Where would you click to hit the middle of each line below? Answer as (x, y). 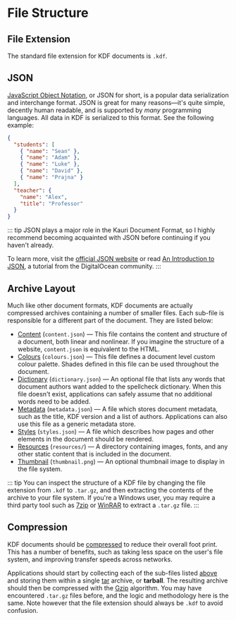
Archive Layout (42, 288)
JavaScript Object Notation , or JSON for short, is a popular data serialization (118, 95)
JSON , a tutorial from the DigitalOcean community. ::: (84, 267)
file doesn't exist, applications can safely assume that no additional (115, 394)
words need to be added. (54, 401)
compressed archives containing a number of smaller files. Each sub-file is (116, 313)
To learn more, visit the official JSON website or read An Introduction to (111, 259)
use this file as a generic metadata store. (76, 424)
